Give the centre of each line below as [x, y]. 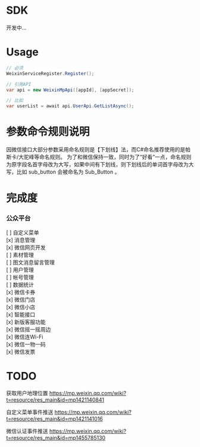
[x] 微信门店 [21, 299]
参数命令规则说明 [48, 132]
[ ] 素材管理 [20, 254]
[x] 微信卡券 [21, 292]
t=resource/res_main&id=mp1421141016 [54, 419]
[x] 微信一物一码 [26, 344]
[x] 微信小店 [21, 307]
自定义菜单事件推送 [30, 412]
